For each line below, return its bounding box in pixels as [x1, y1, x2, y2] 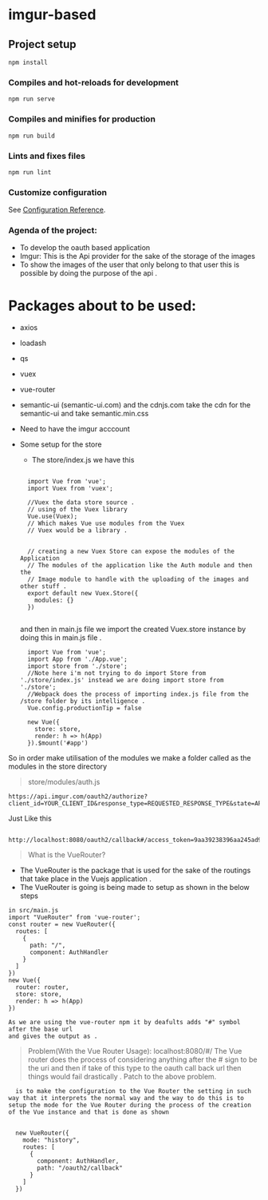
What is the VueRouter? [27, 850, 106, 860]
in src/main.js [8, 907, 59, 915]
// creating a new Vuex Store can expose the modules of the [27, 547, 235, 556]
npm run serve [8, 95, 56, 103]
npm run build [8, 132, 56, 140]
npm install [8, 58, 48, 66]
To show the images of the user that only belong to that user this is [19, 260, 240, 269]
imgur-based [8, 6, 97, 24]
